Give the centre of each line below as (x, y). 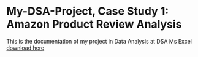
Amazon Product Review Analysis (94, 24)
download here (25, 48)
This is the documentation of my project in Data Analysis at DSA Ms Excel (99, 41)
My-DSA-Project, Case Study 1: (88, 11)
